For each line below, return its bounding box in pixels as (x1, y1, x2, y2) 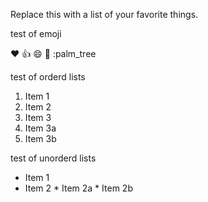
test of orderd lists (10, 71, 86, 83)
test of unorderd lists (10, 152, 97, 164)
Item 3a (24, 122, 57, 134)
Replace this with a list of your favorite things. (10, 9, 199, 20)
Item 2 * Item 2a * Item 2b (24, 182, 133, 194)
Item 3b (24, 133, 57, 144)
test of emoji (10, 28, 62, 39)
